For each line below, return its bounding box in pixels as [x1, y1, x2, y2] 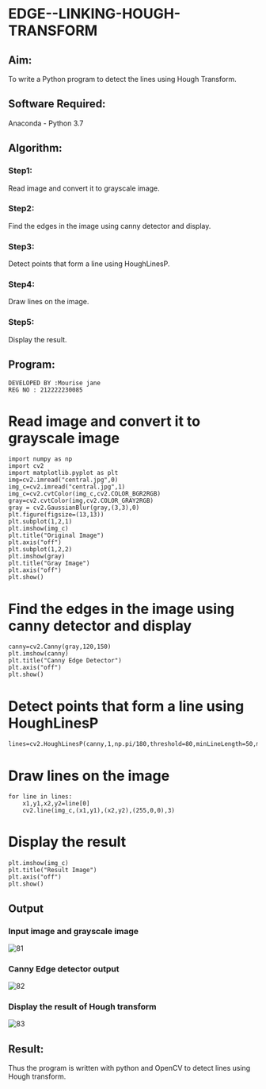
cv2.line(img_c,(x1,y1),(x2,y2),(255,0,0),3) [22, 807, 176, 815]
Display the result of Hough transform [8, 1002, 157, 1013]
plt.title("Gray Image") [8, 559, 90, 568]
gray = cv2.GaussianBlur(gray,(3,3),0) [8, 504, 140, 512]
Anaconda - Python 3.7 [8, 118, 84, 128]
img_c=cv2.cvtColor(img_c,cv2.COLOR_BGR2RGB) [8, 490, 161, 498]
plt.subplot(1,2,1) [8, 518, 73, 526]
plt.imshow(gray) [8, 553, 66, 561]
